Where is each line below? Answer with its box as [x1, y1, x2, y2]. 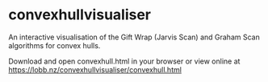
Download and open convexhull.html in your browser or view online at [8, 56, 241, 66]
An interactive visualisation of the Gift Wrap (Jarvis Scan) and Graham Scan [8, 32, 260, 42]
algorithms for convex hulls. [8, 40, 101, 50]
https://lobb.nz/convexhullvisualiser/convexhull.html [8, 64, 182, 74]
